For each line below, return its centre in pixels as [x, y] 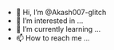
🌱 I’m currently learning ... [58, 29]
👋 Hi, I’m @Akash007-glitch [61, 12]
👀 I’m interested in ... [49, 21]
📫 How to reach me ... [53, 38]
